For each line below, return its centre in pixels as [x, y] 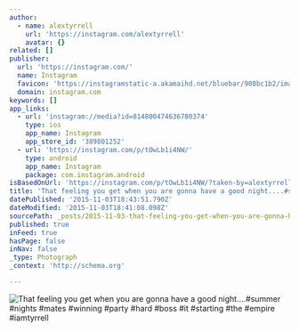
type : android [51, 158]
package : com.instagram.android [85, 174]
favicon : [33, 84]
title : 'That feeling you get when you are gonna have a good [127, 191]
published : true [39, 224]
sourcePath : [31, 216]
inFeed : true [33, 232]
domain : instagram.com [59, 92]
